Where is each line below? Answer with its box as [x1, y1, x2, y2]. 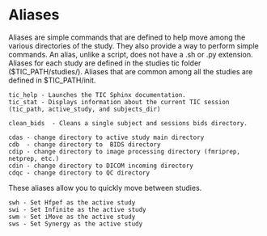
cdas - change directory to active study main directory [8, 133, 205, 141]
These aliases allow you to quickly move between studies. [8, 183, 202, 192]
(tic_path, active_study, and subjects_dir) [8, 105, 161, 113]
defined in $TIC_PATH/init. [8, 75, 96, 85]
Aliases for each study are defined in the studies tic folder [8, 58, 201, 68]
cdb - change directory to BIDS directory [8, 140, 161, 149]
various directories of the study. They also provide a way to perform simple [8, 40, 259, 50]
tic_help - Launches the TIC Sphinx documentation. [8, 91, 186, 99]
